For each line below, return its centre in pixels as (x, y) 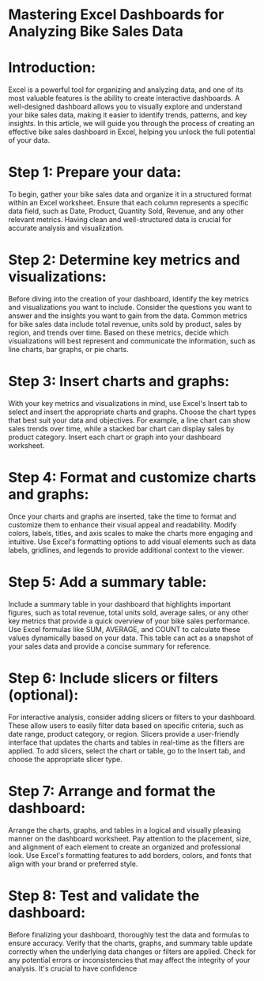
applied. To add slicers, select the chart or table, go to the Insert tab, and (127, 750)
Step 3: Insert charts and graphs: (119, 381)
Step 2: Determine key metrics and (124, 260)
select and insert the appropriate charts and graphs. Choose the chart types (132, 412)
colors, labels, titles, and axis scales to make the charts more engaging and (131, 533)
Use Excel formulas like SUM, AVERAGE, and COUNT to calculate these (124, 629)
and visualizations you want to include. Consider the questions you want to (130, 307)
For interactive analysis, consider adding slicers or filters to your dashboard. (132, 717)
